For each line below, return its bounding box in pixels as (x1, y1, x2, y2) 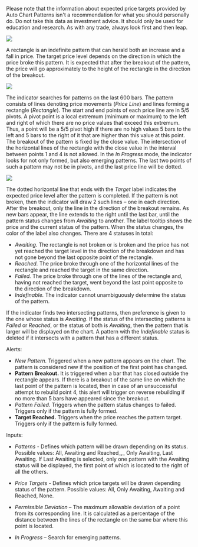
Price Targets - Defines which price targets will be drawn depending (14, 480, 181, 487)
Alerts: (6, 346, 22, 352)
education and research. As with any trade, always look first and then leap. (6, 24, 188, 31)
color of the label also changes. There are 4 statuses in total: (6, 230, 154, 237)
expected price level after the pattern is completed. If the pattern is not (6, 192, 178, 199)
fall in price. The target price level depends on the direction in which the (6, 53, 181, 60)
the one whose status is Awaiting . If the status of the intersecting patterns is (6, 316, 191, 322)
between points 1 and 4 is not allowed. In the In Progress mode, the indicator (6, 151, 192, 157)
